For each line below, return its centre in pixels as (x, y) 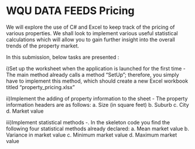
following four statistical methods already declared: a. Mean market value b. (97, 128)
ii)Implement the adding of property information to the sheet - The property (97, 99)
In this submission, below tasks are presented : (63, 57)
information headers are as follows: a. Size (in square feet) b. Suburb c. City (97, 104)
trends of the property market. (43, 46)
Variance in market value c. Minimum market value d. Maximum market (92, 135)
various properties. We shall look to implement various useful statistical (92, 33)
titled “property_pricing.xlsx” (40, 87)
